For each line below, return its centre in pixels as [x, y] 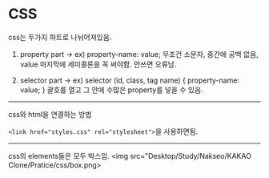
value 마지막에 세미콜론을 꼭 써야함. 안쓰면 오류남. [98, 64]
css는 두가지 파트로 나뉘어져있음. [60, 37]
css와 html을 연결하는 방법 [50, 114]
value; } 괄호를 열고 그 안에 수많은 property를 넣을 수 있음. [111, 90]
